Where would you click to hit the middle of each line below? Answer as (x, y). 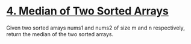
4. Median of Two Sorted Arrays (87, 11)
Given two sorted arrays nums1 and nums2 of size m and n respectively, (95, 28)
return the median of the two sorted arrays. (60, 34)
